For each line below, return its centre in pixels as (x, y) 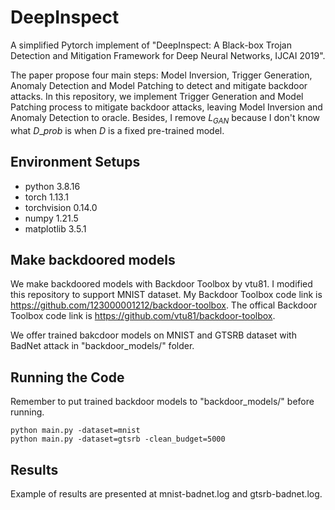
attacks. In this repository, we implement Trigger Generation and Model (157, 96)
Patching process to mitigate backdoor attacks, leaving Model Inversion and (166, 107)
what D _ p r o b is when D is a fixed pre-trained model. (117, 130)
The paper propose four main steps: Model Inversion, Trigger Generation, (161, 75)
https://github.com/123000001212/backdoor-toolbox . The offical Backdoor (164, 305)
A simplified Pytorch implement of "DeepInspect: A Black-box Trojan (151, 45)
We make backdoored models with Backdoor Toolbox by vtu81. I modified (161, 284)
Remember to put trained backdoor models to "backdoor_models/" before (162, 402)
